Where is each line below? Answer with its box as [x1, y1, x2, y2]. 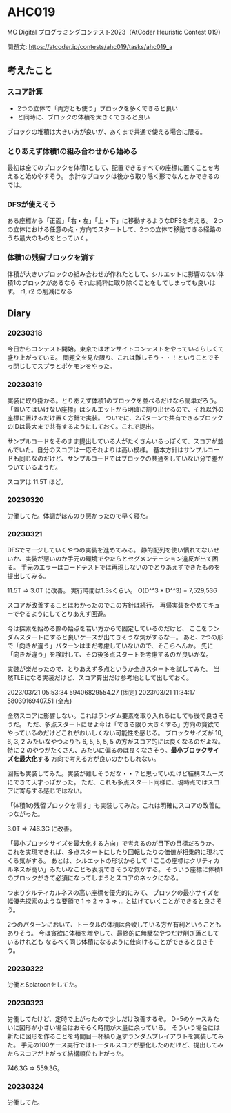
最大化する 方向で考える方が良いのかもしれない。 [19, 755, 160, 763]
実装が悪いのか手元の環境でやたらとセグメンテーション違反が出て [25, 554, 212, 563]
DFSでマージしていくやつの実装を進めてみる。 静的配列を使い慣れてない [7, 546, 214, 554]
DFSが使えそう [7, 200, 57, 209]
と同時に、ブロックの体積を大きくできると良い [17, 113, 150, 121]
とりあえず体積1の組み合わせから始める [7, 146, 138, 156]
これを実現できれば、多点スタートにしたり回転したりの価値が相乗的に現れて [7, 848, 225, 856]
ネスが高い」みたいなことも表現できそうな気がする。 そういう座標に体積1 [12, 865, 223, 873]
